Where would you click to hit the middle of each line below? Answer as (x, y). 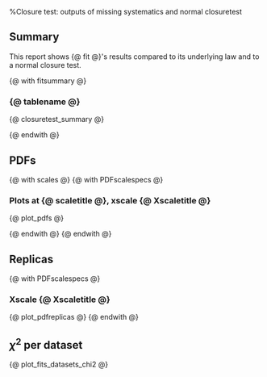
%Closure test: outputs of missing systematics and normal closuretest (126, 12)
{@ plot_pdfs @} (37, 218)
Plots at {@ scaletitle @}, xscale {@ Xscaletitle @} (110, 200)
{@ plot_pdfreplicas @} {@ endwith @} (74, 317)
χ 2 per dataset (46, 343)
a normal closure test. (45, 65)
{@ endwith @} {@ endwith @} (60, 234)
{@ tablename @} (45, 102)
